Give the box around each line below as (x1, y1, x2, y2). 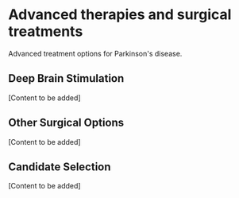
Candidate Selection (8, 160, 111, 173)
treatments (8, 22, 83, 41)
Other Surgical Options (8, 116, 125, 130)
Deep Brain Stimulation (8, 72, 125, 85)
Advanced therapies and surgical (8, 6, 232, 24)
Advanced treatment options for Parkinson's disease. (8, 49, 183, 58)
